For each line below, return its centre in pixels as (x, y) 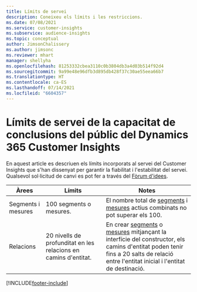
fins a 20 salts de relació (140, 254)
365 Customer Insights (63, 147)
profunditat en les (70, 243)
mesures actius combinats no (146, 208)
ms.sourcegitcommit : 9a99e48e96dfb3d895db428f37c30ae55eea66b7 (85, 72)
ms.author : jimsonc (30, 50)
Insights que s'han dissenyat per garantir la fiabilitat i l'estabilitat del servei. (97, 169)
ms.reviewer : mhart (30, 55)
